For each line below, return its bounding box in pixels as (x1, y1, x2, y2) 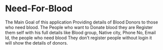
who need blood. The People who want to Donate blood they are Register (5, 24, 153, 30)
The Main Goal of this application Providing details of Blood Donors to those (5, 19, 158, 25)
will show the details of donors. (5, 40, 68, 46)
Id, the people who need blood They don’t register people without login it (5, 35, 152, 41)
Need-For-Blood (5, 3, 72, 14)
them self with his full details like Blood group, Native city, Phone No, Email (5, 29, 156, 35)
